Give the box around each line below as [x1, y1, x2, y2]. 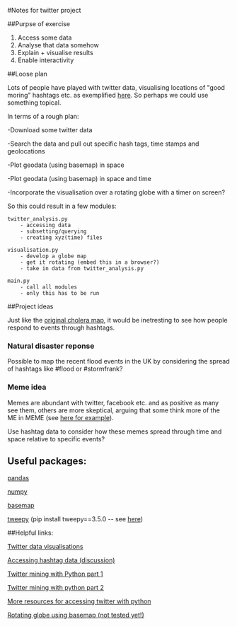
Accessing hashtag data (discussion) [7, 556, 115, 564]
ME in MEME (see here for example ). [7, 413, 115, 422]
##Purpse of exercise [7, 20, 71, 28]
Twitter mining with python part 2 [7, 584, 105, 592]
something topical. [7, 98, 62, 107]
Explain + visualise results [17, 49, 93, 57]
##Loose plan [7, 70, 48, 78]
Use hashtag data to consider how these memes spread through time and [7, 427, 222, 436]
